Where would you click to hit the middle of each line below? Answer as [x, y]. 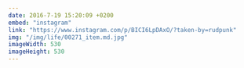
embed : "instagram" [40, 23]
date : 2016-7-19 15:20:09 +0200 [61, 15]
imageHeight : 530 [36, 52]
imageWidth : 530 [35, 45]
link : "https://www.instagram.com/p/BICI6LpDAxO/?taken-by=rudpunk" [122, 30]
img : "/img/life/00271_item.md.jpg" [68, 37]
